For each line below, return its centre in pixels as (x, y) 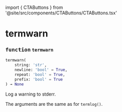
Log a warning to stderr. (31, 94)
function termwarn (29, 50)
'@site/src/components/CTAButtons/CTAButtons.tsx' (61, 13)
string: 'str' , (31, 65)
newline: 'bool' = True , (41, 70)
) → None (15, 84)
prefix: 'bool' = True (39, 79)
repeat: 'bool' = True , (40, 75)
